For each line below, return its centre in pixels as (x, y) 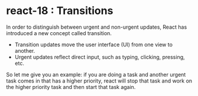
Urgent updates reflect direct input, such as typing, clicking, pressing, (100, 57)
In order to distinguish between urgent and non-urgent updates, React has (97, 27)
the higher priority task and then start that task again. (71, 87)
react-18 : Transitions (60, 11)
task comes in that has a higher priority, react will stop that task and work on (99, 81)
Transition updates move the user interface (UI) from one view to (94, 44)
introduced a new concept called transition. (59, 33)
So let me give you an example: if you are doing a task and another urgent (96, 74)
